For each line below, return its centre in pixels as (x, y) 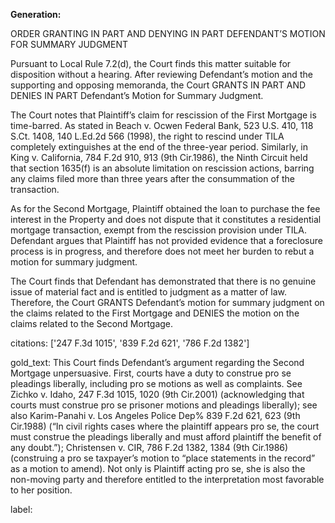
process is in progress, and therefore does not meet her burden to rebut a (162, 251)
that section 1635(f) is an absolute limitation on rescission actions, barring (162, 168)
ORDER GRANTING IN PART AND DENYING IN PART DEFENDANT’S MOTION (168, 33)
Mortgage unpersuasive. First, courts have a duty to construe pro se (151, 373)
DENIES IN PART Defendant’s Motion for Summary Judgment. (137, 95)
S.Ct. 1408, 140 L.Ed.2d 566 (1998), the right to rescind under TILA (147, 136)
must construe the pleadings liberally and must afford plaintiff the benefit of (166, 437)
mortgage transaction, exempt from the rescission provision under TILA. (159, 230)
